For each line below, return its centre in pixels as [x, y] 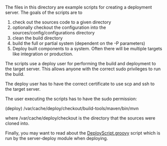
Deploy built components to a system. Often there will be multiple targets [87, 49]
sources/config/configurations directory [53, 33]
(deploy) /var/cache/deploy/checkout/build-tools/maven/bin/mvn [72, 108]
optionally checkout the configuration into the [59, 27]
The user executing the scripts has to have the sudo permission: [71, 99]
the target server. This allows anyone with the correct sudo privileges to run [83, 69]
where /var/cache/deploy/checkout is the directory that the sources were [80, 118]
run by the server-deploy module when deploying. [57, 138]
